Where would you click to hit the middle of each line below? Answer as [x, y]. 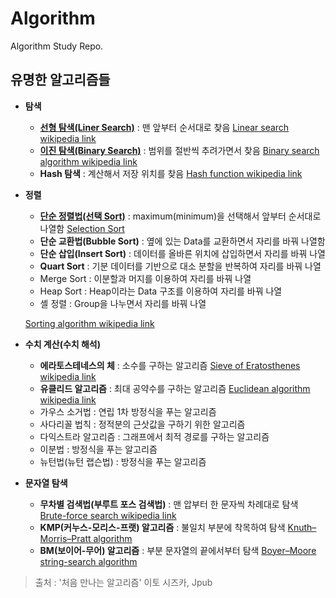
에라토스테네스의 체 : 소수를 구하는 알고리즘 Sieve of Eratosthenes [170, 365]
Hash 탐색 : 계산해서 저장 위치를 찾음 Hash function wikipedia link [171, 173]
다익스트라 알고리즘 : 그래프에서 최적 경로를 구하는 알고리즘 [154, 436]
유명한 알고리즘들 [60, 80]
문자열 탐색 [46, 483]
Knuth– [302, 527]
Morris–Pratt [65, 538]
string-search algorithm [88, 561]
